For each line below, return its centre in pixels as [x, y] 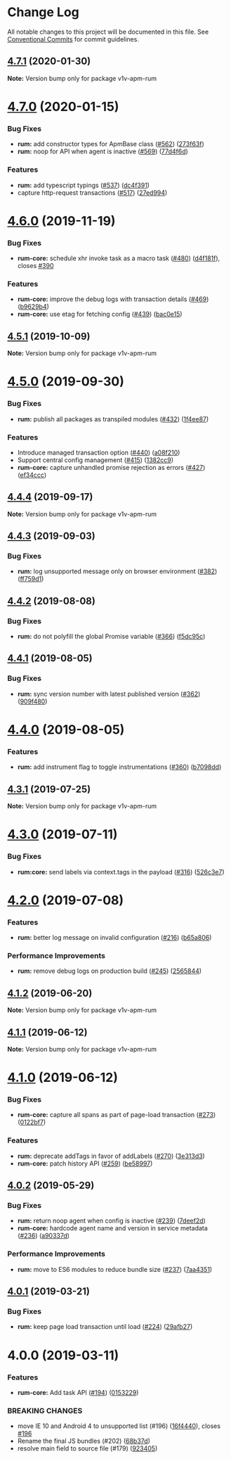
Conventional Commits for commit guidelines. [73, 39]
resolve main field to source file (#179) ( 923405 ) [87, 1448]
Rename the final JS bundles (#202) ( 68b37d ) [84, 1441]
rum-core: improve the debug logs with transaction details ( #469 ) [113, 299]
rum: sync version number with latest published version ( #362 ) [109, 694]
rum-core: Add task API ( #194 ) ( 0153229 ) [78, 1392]
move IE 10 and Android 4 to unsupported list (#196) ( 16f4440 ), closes [119, 1426]
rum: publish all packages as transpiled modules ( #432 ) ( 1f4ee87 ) [113, 419]
